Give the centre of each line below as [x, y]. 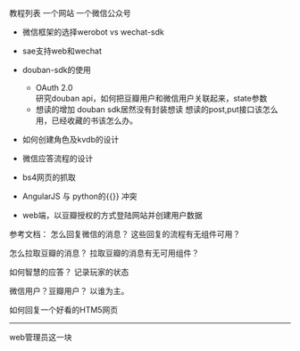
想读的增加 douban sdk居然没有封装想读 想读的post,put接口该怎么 [157, 109]
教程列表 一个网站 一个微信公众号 [70, 13]
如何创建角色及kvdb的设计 [71, 139]
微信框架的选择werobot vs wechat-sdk [93, 32]
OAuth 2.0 [54, 88]
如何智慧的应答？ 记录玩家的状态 [69, 272]
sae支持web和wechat [62, 51]
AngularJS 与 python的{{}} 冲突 [79, 196]
